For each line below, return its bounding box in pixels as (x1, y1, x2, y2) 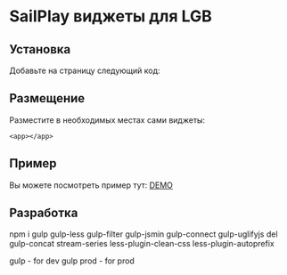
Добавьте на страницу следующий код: (9, 65, 160, 76)
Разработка (9, 206, 78, 221)
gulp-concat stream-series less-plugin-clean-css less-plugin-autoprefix (9, 239, 275, 249)
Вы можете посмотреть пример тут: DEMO (9, 180, 174, 190)
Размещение (9, 91, 86, 106)
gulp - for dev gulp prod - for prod (9, 255, 135, 266)
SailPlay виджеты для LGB (9, 6, 212, 27)
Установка (9, 42, 71, 57)
